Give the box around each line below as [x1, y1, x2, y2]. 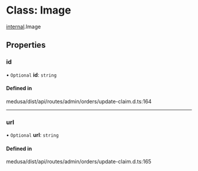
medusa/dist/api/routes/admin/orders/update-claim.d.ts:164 [6, 98, 152, 105]
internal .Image [6, 23, 41, 30]
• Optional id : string [6, 71, 57, 78]
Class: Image [6, 4, 71, 17]
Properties [6, 40, 46, 50]
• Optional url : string [6, 131, 59, 139]
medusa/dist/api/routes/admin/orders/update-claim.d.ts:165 [6, 158, 151, 165]
